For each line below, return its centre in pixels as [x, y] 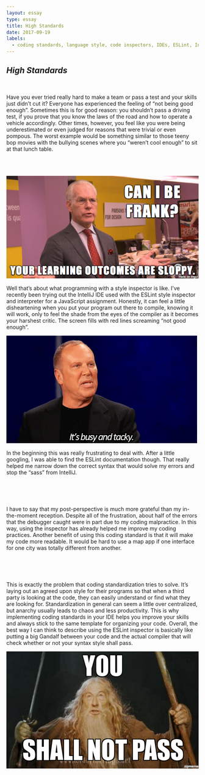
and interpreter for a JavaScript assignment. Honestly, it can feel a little [96, 301]
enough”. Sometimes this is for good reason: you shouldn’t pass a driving [98, 110]
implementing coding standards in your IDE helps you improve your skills [98, 617]
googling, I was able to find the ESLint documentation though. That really [98, 460]
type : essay [21, 19]
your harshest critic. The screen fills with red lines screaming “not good [96, 321]
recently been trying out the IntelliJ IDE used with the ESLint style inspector [101, 295]
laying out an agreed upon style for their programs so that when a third [95, 591]
